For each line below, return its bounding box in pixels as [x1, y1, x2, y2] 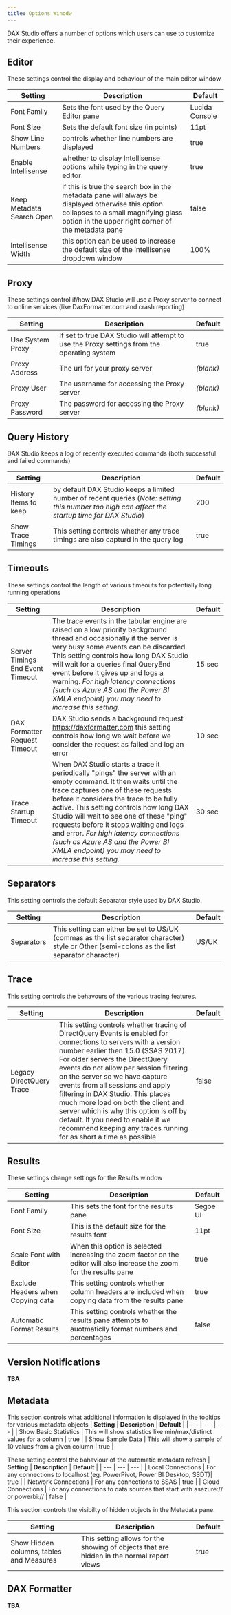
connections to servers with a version [59, 1037, 181, 1046]
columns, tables [10, 1547, 62, 1556]
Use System [10, 335, 50, 345]
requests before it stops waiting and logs [52, 819, 184, 829]
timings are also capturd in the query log [52, 535, 184, 545]
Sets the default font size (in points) [61, 122, 177, 132]
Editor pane [61, 111, 100, 121]
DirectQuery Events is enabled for [59, 1028, 168, 1038]
